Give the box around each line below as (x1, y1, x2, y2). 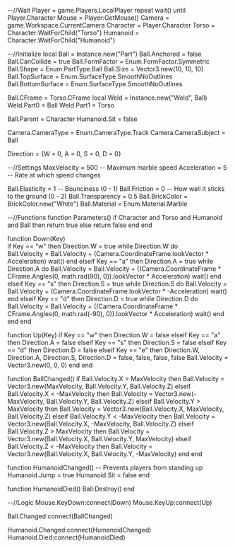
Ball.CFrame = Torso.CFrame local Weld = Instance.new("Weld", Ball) (7, 93, 207, 102)
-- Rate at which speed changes (7, 171, 101, 179)
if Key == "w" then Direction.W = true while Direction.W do (7, 242, 179, 250)
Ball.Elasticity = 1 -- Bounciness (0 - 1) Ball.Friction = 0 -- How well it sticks (7, 185, 225, 193)
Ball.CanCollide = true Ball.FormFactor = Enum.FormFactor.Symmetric (7, 57, 210, 66)
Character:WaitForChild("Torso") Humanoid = (7, 28, 140, 37)
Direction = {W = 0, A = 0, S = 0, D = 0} (7, 150, 121, 158)
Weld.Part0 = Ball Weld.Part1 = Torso (7, 101, 115, 109)
